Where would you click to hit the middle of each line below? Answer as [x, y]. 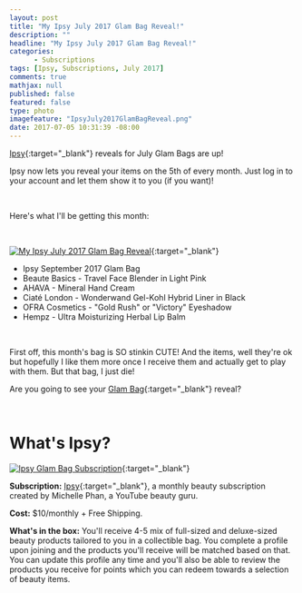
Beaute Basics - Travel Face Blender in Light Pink [114, 278]
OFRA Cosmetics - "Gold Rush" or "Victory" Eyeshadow [127, 307]
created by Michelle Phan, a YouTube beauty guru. [104, 495]
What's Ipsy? [60, 444]
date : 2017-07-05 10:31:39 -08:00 [75, 128]
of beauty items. [40, 578]
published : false [42, 94]
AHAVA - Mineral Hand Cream [78, 288]
